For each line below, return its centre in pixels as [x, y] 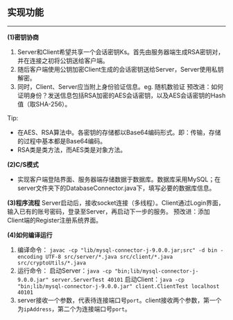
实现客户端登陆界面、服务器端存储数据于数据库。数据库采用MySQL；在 [119, 179]
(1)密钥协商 [23, 37]
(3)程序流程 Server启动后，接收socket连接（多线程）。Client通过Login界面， [116, 202]
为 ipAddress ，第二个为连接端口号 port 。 [74, 309]
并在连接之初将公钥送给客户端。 [63, 61]
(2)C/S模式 [23, 164]
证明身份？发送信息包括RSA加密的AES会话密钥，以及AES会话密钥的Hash [121, 95]
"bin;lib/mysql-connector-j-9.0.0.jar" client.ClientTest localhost [118, 286]
